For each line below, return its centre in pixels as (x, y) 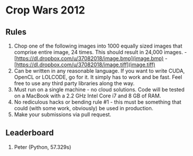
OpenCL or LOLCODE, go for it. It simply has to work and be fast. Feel (98, 77)
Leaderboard (30, 133)
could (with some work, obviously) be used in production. (84, 108)
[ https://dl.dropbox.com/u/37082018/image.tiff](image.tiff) (84, 65)
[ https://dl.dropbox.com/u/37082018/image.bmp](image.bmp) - (91, 58)
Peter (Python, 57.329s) (43, 147)
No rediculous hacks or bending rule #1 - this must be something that (98, 102)
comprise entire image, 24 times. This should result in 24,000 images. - (100, 52)
